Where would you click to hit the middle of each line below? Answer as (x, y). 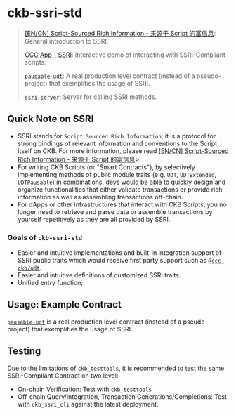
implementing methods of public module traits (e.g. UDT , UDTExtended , (117, 174)
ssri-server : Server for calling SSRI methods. (90, 97)
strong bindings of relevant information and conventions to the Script (117, 143)
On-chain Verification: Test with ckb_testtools (85, 389)
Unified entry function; (50, 283)
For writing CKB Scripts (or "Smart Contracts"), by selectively (106, 167)
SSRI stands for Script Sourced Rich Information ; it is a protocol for (117, 136)
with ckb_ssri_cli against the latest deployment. (88, 404)
